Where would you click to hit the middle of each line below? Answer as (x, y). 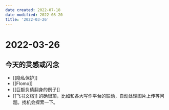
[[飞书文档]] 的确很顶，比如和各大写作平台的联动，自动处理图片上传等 (86, 96)
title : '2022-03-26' (27, 19)
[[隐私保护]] (25, 78)
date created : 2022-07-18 (33, 10)
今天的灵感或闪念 (32, 64)
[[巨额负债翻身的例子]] (36, 90)
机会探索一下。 (42, 102)
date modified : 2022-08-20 (34, 15)
